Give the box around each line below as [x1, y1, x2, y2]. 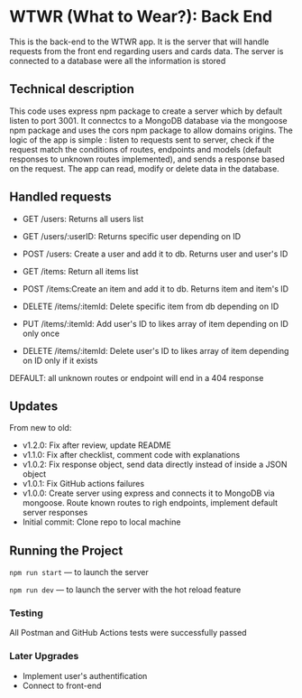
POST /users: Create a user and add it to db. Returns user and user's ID [22, 248, 288, 259]
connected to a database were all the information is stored [9, 55, 226, 66]
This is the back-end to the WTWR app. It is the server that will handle [9, 36, 270, 47]
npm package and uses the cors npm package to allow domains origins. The [9, 125, 293, 135]
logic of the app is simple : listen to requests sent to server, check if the [9, 134, 275, 145]
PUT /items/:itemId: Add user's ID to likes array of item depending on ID [22, 318, 288, 329]
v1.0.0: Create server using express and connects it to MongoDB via [22, 488, 275, 498]
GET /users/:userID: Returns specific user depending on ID [22, 230, 242, 241]
